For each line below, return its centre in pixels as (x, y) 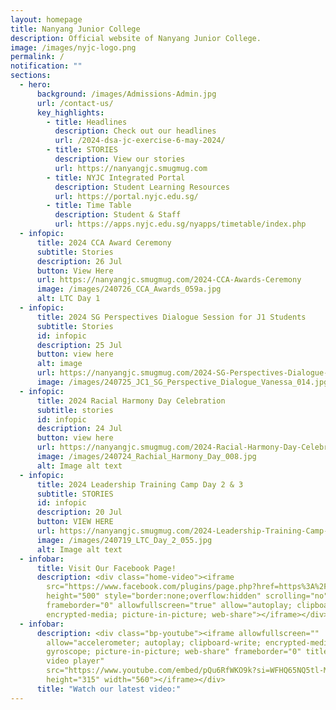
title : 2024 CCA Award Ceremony (104, 242)
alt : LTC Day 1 (68, 299)
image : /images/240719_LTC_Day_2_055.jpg (124, 540)
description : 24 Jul (79, 429)
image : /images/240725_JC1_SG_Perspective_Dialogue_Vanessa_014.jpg (182, 382)
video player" (75, 661)
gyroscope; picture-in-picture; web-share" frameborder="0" (174, 652)
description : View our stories (120, 159)
